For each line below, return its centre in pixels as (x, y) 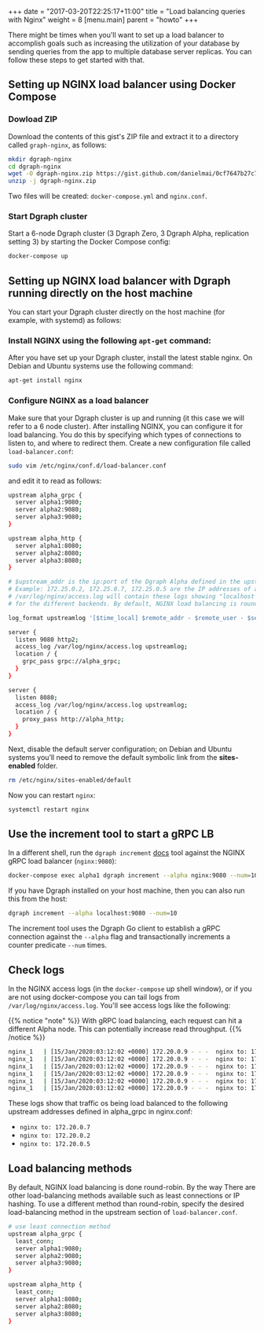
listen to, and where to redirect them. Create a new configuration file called (130, 442)
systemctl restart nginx (49, 809)
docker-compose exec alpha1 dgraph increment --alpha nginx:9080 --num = (130, 875)
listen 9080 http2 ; (47, 640)
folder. (47, 765)
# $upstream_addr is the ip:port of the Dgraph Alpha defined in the (125, 582)
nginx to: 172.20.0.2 (55, 1136)
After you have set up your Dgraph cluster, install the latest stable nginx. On (130, 358)
